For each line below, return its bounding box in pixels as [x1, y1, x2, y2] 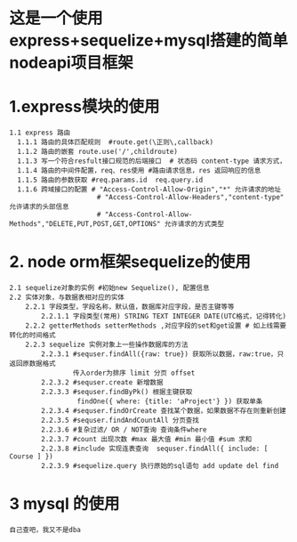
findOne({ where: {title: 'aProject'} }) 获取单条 [76, 397, 263, 406]
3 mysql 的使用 [9, 494, 120, 514]
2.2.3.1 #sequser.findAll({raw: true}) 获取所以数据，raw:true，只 [41, 350, 285, 359]
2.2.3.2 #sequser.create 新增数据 [41, 378, 164, 387]
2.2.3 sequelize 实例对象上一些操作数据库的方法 [25, 340, 189, 350]
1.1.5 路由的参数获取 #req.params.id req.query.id [17, 175, 204, 185]
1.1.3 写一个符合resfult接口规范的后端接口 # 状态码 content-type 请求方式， [17, 157, 286, 166]
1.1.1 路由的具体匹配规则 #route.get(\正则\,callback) [17, 138, 214, 147]
